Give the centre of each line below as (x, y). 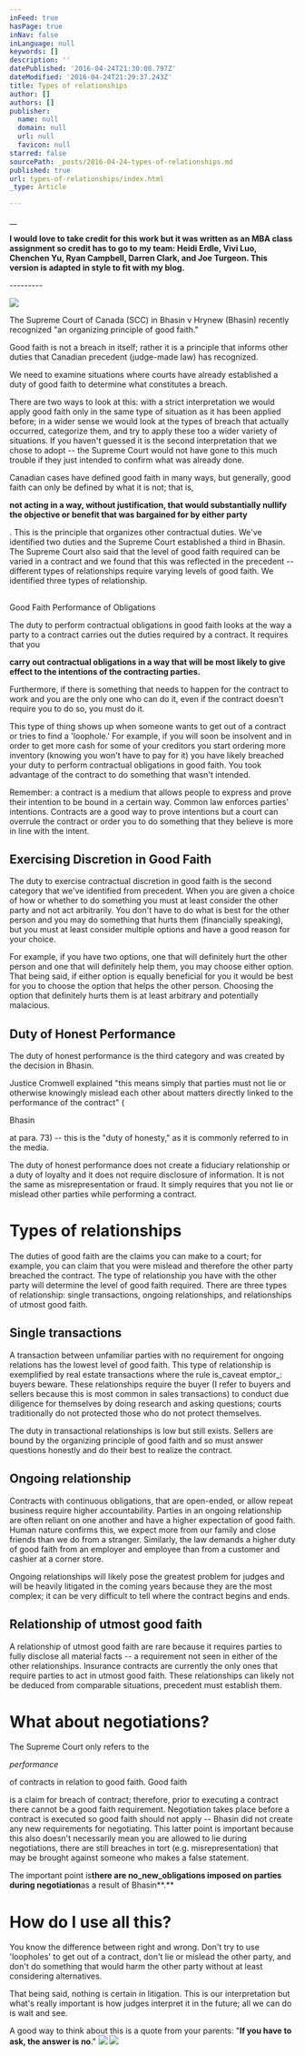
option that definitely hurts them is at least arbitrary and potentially (134, 996)
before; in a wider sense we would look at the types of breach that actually (149, 422)
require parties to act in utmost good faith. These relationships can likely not (152, 1675)
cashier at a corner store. (57, 1559)
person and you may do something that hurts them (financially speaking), (147, 920)
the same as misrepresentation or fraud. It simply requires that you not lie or (151, 1185)
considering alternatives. (56, 1976)
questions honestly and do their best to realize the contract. (121, 1450)
